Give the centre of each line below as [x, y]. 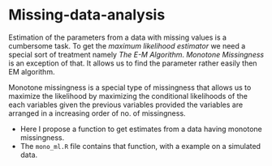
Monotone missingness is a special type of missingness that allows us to [130, 87]
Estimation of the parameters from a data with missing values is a [118, 37]
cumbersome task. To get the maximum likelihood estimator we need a [127, 45]
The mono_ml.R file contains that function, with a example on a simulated [140, 146]
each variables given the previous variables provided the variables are [126, 104]
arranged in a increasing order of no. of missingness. [97, 113]
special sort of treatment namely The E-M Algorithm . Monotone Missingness [136, 54]
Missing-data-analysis [87, 15]
